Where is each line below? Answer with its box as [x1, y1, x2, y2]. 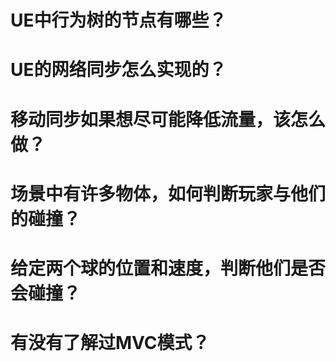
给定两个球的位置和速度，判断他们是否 [10, 257, 327, 280]
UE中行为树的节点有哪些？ [10, 9, 227, 32]
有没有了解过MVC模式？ [10, 332, 210, 355]
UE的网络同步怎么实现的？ [10, 59, 227, 81]
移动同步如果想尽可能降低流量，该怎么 [10, 108, 327, 131]
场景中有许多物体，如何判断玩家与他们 [10, 182, 327, 205]
